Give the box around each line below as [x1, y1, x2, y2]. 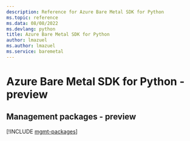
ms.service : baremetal [6, 49, 64, 55]
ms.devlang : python [6, 26, 56, 32]
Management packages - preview [6, 112, 137, 122]
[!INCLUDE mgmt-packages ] [6, 128, 78, 135]
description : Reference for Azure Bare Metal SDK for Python [6, 9, 165, 15]
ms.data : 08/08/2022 [6, 20, 59, 26]
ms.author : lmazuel [6, 43, 56, 49]
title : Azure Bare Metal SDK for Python [6, 32, 110, 38]
